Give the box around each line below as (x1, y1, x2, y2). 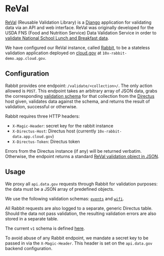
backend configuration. (5, 245, 53, 251)
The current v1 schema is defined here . (5, 225, 85, 231)
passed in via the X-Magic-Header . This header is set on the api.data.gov (5, 240, 153, 246)
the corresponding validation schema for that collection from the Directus (5, 93, 155, 99)
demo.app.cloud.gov (5, 56, 45, 61)
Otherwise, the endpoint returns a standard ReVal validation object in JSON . (5, 153, 160, 159)
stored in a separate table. (5, 215, 58, 221)
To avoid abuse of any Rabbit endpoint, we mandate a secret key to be (5, 235, 149, 241)
